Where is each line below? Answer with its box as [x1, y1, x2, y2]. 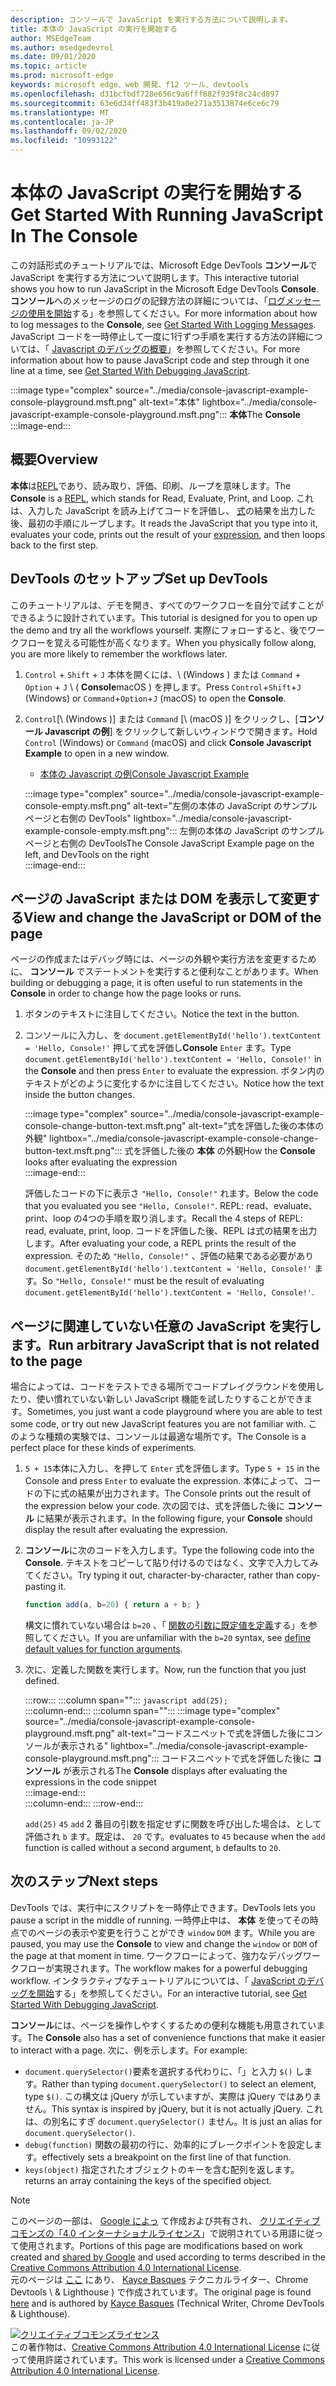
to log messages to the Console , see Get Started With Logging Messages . [10, 318, 317, 330]
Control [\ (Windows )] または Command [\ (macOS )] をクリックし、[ [24, 712, 299, 725]
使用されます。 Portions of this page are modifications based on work [18, 2239, 303, 2251]
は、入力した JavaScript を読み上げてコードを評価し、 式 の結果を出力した [10, 504, 317, 516]
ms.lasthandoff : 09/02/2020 [10, 126, 128, 136]
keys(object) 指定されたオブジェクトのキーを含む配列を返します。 [24, 2163, 300, 2175]
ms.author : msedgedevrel [10, 42, 114, 53]
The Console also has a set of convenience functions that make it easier [26, 2031, 326, 2043]
